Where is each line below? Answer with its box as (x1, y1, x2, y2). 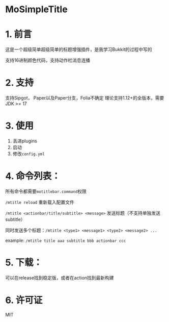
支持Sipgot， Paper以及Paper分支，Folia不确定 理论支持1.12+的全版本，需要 (5, 95, 164, 101)
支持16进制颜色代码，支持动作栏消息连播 (5, 57, 91, 63)
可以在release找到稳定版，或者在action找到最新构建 (5, 275, 114, 281)
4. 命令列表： (5, 170, 61, 182)
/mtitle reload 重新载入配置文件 (5, 199, 75, 205)
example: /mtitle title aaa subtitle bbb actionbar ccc (5, 237, 126, 243)
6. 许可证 (5, 294, 43, 306)
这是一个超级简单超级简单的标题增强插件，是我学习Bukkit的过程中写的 (5, 46, 152, 53)
